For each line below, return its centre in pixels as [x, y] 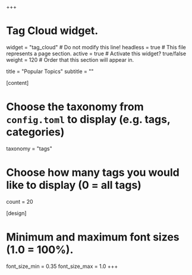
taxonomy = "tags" [29, 148]
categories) [35, 132]
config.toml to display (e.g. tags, [88, 120]
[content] [18, 83]
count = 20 [20, 201]
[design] [16, 213]
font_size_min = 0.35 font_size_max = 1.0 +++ [62, 266]
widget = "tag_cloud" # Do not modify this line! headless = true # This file [96, 47]
